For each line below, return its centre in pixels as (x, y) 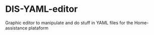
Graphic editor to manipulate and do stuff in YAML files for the (69, 23)
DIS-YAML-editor (41, 9)
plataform (38, 28)
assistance (16, 28)
